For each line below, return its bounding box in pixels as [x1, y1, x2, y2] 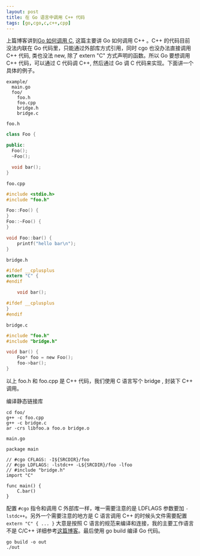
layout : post [6, 8, 39, 15]
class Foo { [6, 131, 36, 138]
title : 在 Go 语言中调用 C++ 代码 [6, 14, 85, 20]
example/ [6, 79, 28, 85]
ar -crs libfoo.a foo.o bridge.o [6, 425, 90, 431]
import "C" [6, 472, 34, 478]
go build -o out [6, 539, 47, 545]
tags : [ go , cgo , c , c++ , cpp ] [6, 20, 71, 26]
